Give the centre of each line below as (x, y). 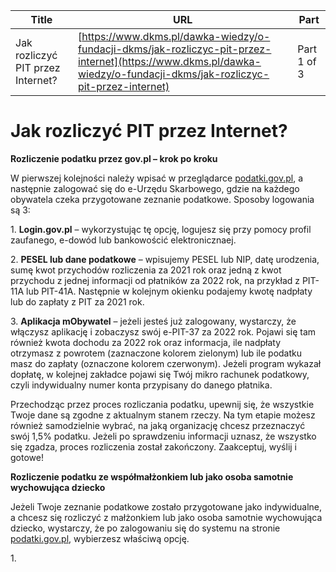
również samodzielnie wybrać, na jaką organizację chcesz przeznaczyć (158, 425)
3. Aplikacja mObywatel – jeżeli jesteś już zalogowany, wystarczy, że (153, 321)
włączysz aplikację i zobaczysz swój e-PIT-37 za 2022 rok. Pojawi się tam (163, 331)
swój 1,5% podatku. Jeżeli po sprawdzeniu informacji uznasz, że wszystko (163, 436)
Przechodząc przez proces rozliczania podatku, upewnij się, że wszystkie (162, 404)
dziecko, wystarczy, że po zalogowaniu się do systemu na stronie (145, 528)
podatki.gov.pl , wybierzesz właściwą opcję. (100, 538)
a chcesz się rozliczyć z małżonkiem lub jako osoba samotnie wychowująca (166, 517)
